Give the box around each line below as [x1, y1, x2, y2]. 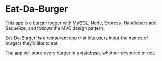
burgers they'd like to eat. [5, 40, 59, 46]
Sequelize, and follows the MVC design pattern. [5, 25, 105, 31]
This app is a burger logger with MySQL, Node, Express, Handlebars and [5, 20, 157, 26]
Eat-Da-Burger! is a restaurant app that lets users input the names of [5, 35, 148, 41]
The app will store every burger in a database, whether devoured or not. [5, 50, 155, 56]
